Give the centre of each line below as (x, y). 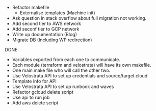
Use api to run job (31, 97)
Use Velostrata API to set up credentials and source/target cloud (80, 76)
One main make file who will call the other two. (61, 70)
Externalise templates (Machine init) (57, 13)
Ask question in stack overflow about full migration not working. (79, 18)
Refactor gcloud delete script (43, 92)
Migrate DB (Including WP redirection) (52, 40)
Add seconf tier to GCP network (46, 29)
